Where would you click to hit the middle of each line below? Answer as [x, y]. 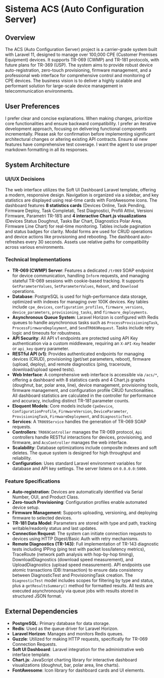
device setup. [26, 508]
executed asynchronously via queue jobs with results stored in [75, 591]
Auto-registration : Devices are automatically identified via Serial [77, 492]
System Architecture [37, 165]
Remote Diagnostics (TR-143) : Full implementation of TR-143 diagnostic [85, 544]
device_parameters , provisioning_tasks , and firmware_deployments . [80, 312]
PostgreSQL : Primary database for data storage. [61, 623]
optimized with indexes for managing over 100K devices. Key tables [80, 301]
